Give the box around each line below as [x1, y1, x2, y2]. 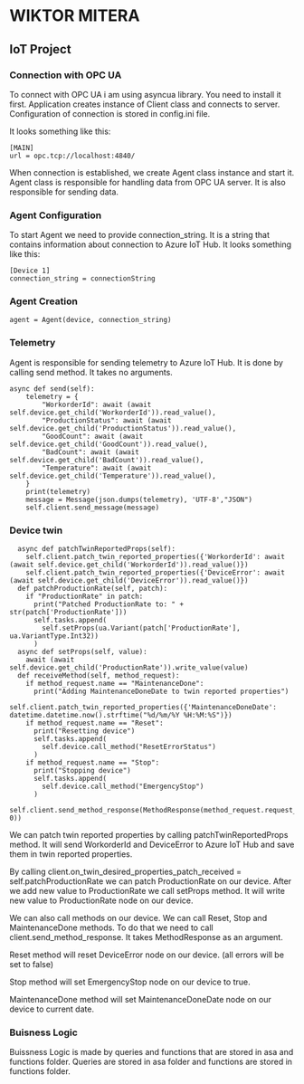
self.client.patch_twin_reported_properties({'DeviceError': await [25, 568, 285, 577]
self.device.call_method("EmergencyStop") [42, 782, 204, 792]
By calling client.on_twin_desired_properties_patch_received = [9, 866, 242, 878]
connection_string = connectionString [9, 274, 156, 283]
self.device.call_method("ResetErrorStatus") [42, 743, 217, 752]
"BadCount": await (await [42, 447, 140, 457]
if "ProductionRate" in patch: [25, 592, 144, 602]
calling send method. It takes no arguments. [9, 366, 174, 377]
